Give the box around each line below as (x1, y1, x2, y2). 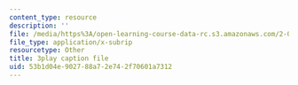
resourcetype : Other (9, 46, 86, 55)
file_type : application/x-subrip (9, 37, 133, 47)
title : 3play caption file (9, 54, 109, 63)
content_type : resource (9, 12, 98, 22)
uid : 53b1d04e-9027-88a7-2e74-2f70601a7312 (9, 63, 173, 72)
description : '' (9, 21, 69, 30)
